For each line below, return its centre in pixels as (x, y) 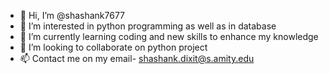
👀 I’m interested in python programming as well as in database (148, 26)
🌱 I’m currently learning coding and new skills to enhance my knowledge (169, 36)
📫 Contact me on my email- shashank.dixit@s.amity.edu (137, 58)
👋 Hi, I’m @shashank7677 (72, 15)
